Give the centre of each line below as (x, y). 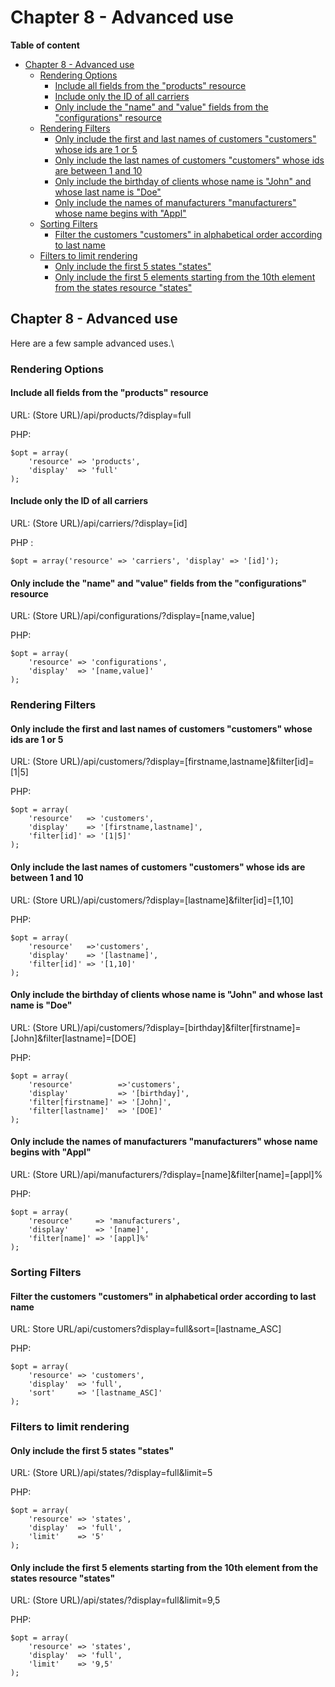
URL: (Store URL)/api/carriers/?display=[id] (99, 523)
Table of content (45, 45)
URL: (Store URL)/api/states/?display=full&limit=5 (111, 1473)
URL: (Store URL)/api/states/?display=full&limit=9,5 (115, 1600)
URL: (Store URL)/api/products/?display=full (101, 415)
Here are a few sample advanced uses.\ (92, 343)
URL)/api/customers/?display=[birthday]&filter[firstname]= (180, 1027)
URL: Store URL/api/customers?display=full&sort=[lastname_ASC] (146, 1329)
